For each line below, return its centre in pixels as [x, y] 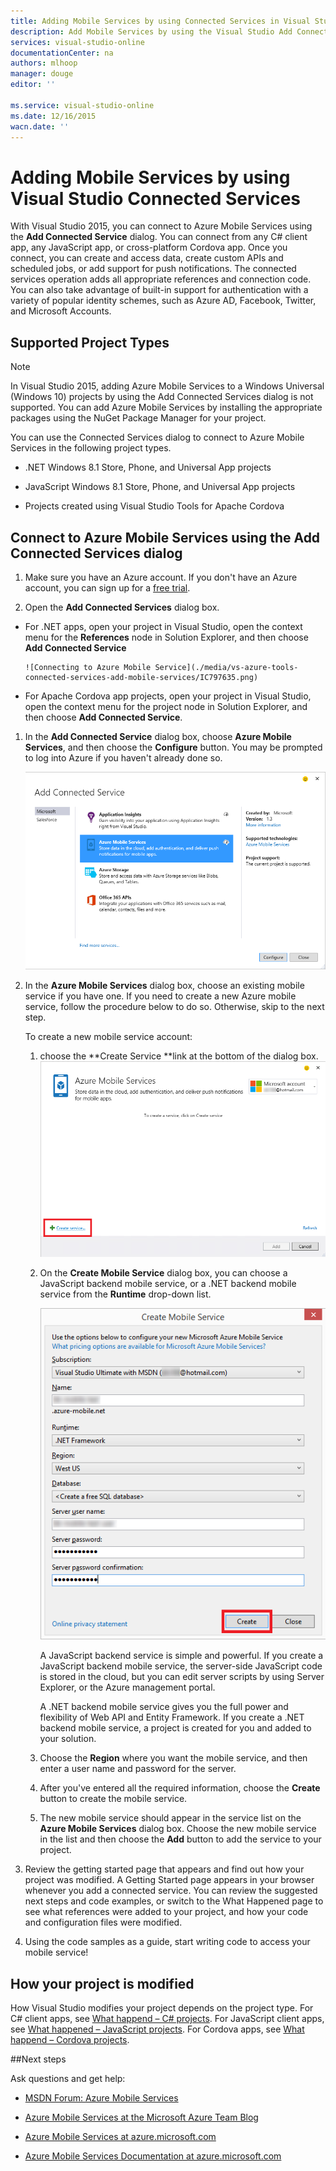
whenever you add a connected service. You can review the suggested [171, 1891]
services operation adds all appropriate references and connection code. [161, 279]
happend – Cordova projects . [70, 2040]
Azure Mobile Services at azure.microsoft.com [120, 2137]
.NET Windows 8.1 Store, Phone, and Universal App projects [148, 467]
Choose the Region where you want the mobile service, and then [173, 1758]
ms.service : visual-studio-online [82, 105]
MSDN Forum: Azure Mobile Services [101, 2098]
